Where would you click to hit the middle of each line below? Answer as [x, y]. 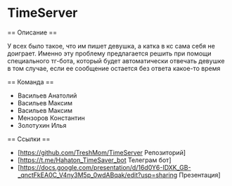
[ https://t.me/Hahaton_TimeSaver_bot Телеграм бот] [94, 160]
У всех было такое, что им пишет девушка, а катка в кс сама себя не [111, 46]
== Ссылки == [29, 139]
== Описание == [32, 32]
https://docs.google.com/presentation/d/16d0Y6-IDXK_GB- [105, 167]
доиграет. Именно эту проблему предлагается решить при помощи [110, 53]
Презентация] [200, 175]
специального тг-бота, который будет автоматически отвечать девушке [116, 60]
